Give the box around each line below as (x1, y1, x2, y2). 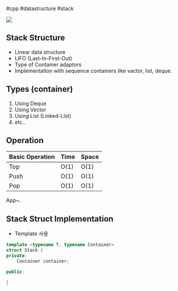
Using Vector (14, 106, 47, 113)
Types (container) (6, 84, 73, 94)
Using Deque (14, 100, 47, 107)
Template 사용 (14, 230, 49, 237)
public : (6, 269, 25, 275)
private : (6, 253, 28, 259)
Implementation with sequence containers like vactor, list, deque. (14, 67, 172, 74)
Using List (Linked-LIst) (14, 112, 72, 119)
